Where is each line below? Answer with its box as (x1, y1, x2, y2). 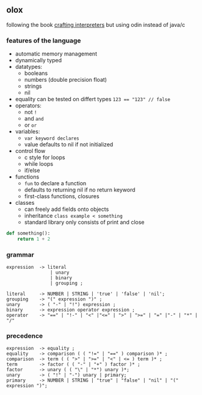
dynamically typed (15, 57, 62, 64)
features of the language (6, 36, 81, 44)
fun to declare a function (24, 180, 87, 187)
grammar (6, 250, 35, 258)
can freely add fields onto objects (24, 205, 109, 213)
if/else (24, 167, 40, 174)
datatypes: (15, 63, 43, 71)
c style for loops (24, 154, 65, 161)
